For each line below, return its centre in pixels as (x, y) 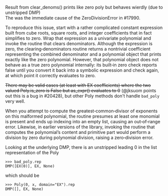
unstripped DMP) (23, 13)
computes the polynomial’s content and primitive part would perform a (78, 132)
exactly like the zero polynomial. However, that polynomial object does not (82, 59)
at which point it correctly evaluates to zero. (51, 75)
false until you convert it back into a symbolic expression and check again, (82, 70)
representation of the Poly (32, 153)
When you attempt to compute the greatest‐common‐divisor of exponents (81, 111)
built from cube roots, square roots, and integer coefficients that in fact (78, 33)
